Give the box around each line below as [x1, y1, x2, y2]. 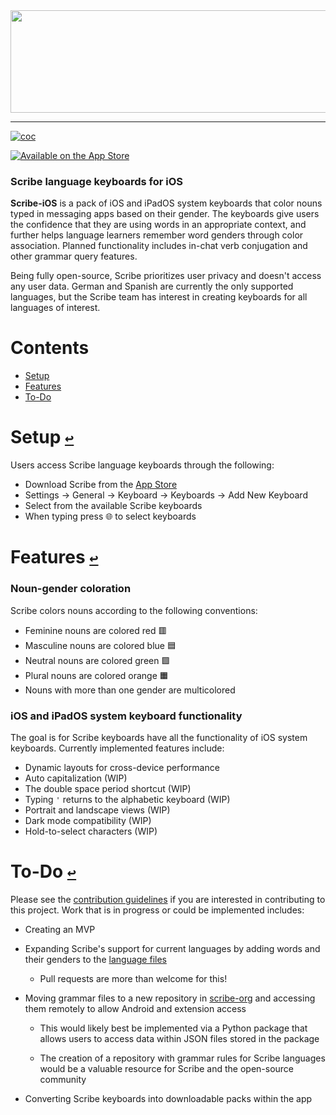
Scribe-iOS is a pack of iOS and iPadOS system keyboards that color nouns [10, 197, 323, 209]
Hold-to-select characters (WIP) [24, 825, 158, 837]
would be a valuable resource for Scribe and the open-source [39, 1062, 295, 1074]
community [39, 1073, 87, 1085]
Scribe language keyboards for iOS [10, 174, 184, 188]
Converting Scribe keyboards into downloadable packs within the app [24, 1092, 313, 1104]
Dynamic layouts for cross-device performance [24, 761, 220, 773]
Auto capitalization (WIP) [24, 772, 128, 784]
